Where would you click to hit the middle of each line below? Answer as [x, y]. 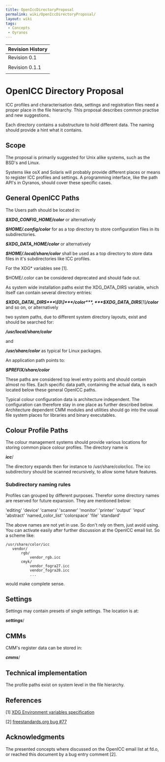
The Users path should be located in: [43, 210]
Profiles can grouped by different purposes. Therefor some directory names [82, 495]
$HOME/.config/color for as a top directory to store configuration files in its [82, 229]
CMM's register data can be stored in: [44, 648]
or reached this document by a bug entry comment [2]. [61, 754]
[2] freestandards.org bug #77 [36, 722]
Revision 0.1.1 [25, 67]
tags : [11, 23]
